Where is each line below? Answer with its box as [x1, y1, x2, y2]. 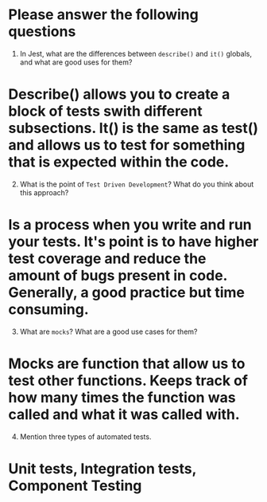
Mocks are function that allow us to [8, 355, 246, 372]
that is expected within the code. [8, 153, 230, 171]
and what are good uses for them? [19, 57, 133, 67]
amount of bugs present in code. [8, 267, 228, 284]
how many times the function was [8, 389, 236, 406]
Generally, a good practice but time [8, 284, 245, 302]
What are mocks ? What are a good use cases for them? [19, 327, 198, 336]
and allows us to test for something [8, 136, 246, 155]
